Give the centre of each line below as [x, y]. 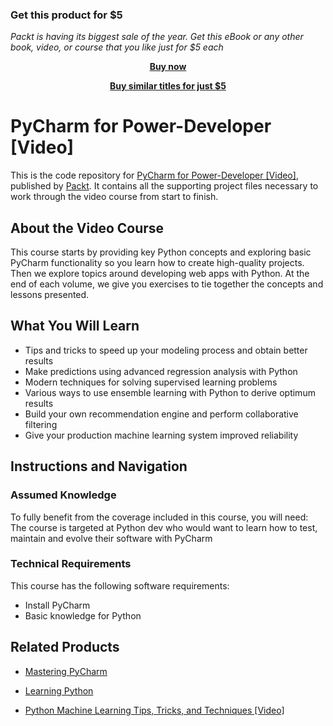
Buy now [168, 67]
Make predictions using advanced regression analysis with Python [161, 371]
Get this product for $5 [66, 15]
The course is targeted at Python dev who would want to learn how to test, [164, 527]
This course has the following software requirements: [120, 585]
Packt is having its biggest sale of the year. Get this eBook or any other [157, 37]
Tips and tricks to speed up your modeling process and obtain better [166, 350]
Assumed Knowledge [63, 495]
